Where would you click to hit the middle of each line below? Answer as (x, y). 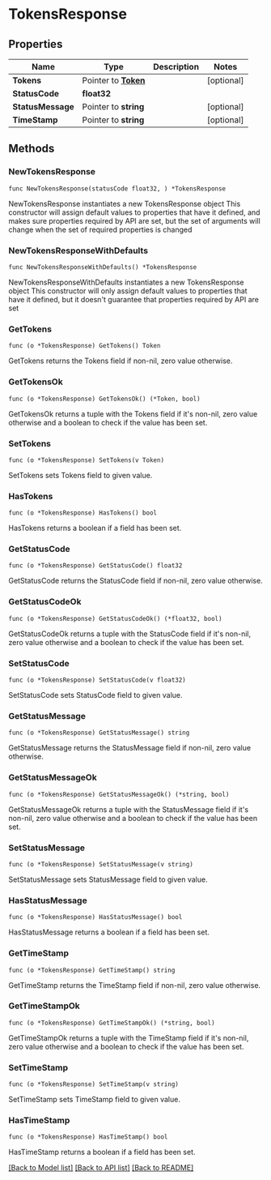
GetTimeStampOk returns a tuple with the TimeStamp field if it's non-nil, (129, 1037)
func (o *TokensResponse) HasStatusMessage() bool (95, 917)
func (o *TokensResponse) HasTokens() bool (83, 513)
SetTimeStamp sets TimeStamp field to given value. (94, 1100)
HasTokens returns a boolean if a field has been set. (95, 528)
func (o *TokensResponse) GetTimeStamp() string (92, 970)
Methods (32, 149)
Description (176, 67)
